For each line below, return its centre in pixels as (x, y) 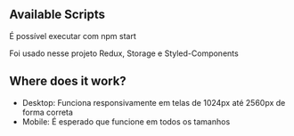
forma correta (48, 112)
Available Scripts (57, 15)
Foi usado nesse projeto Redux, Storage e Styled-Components (124, 53)
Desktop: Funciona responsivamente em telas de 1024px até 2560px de (154, 102)
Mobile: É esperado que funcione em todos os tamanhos (126, 121)
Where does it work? (68, 81)
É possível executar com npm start (73, 36)
